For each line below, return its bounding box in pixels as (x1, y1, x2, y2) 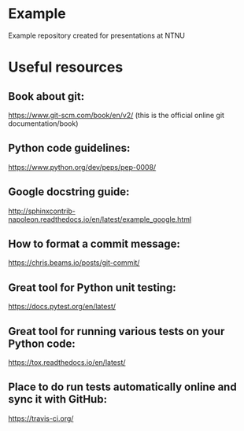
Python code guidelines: (8, 142, 131, 155)
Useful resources (8, 58, 124, 76)
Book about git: (8, 90, 85, 103)
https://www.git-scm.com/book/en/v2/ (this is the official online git (8, 110, 224, 120)
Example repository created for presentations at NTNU (8, 31, 186, 40)
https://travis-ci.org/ (8, 414, 74, 423)
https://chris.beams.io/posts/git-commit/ (8, 258, 140, 267)
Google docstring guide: (8, 186, 130, 199)
